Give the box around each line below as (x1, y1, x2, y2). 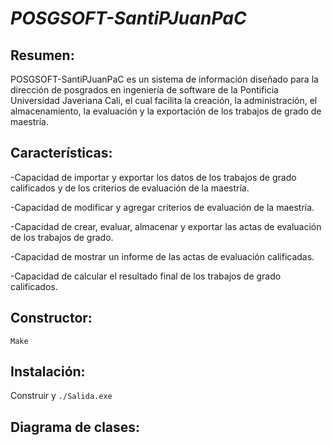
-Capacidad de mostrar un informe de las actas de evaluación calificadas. (10, 250, 315, 262)
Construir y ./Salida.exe (10, 390, 113, 402)
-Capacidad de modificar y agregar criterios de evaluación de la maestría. (10, 201, 315, 213)
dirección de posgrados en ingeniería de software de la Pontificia (10, 84, 279, 96)
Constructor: (10, 310, 93, 327)
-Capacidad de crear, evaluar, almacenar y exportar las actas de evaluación (10, 220, 322, 232)
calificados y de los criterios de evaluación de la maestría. (10, 182, 250, 194)
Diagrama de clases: (10, 418, 141, 436)
